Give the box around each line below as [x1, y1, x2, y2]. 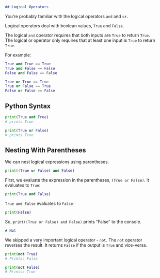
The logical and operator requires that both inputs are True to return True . [5, 32, 150, 38]
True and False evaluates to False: [5, 201, 75, 206]
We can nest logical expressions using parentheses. [5, 159, 109, 165]
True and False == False [5, 66, 55, 71]
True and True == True [5, 61, 51, 66]
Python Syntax [5, 102, 51, 110]
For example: [5, 52, 32, 58]
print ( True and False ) [5, 192, 51, 197]
